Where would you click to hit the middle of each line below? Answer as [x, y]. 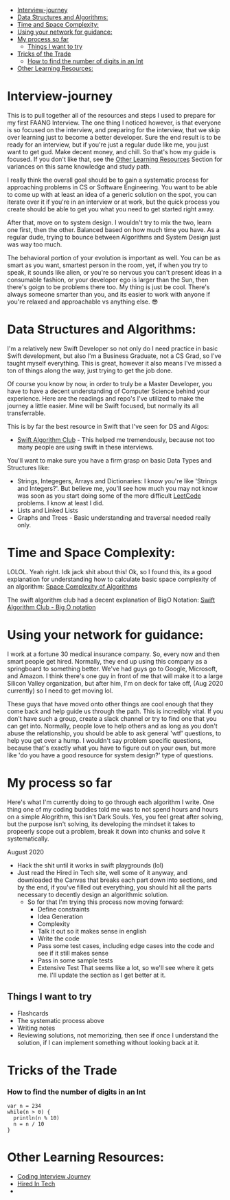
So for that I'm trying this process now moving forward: [105, 902]
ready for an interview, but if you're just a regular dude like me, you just [108, 145]
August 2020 [26, 852]
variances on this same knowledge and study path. [79, 166]
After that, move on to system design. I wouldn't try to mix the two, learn [109, 222]
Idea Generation [60, 916]
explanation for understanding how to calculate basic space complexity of [112, 579]
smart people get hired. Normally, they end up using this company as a [107, 661]
